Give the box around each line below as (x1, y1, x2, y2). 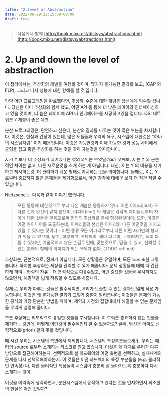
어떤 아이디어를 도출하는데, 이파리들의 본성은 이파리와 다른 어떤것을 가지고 (17, 221, 161, 227)
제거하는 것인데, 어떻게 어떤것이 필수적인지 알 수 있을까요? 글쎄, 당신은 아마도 (5, 321, 155, 327)
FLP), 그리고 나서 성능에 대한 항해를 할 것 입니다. (5, 87, 99, 93)
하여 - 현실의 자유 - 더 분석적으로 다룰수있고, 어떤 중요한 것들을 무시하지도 (14, 269, 158, 275)
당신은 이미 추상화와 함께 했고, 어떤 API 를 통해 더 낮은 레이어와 (11, 104, 134, 110)
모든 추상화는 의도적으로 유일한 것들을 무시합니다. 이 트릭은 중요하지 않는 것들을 (5, 315, 159, 321)
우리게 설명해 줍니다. (10, 304, 51, 311)
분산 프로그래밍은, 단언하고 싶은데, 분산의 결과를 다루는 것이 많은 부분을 (5, 127, 143, 133)
